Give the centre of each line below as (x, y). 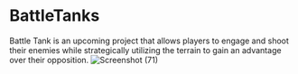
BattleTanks (55, 16)
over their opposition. (49, 60)
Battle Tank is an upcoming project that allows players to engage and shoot (149, 41)
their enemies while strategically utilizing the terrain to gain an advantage (145, 50)
